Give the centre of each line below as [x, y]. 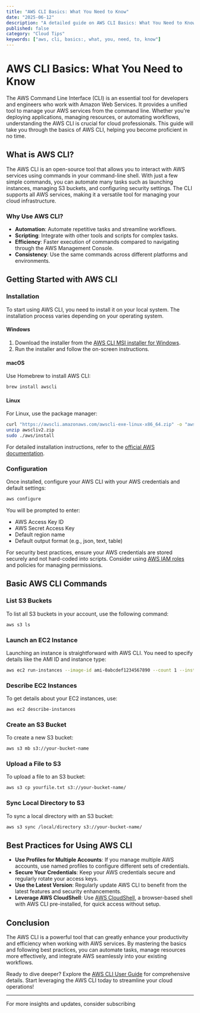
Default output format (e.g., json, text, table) [69, 541]
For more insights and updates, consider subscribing [71, 1004]
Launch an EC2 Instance [42, 640]
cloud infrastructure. [31, 201]
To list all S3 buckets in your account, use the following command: [87, 614]
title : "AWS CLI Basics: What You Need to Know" [68, 12]
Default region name [40, 535]
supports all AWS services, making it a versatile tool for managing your [93, 194]
